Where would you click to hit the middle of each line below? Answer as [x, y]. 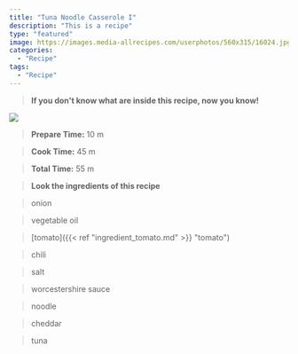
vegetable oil [55, 220]
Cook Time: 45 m [63, 151]
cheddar [46, 323]
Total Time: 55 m [63, 169]
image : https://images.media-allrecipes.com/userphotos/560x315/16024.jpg [150, 42]
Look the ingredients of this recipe [95, 185]
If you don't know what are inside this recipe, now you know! [145, 100]
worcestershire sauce [71, 288]
